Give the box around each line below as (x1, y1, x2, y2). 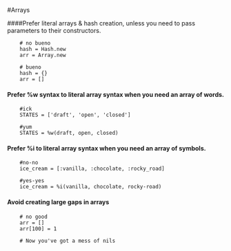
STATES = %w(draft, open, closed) (19, 130, 119, 137)
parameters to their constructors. (7, 27, 101, 34)
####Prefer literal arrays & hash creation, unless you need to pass (7, 19, 195, 27)
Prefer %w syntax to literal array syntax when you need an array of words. (7, 90, 224, 98)
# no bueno (19, 40, 51, 47)
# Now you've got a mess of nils (19, 237, 116, 244)
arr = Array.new (19, 52, 67, 58)
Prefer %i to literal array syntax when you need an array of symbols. (7, 144, 206, 152)
